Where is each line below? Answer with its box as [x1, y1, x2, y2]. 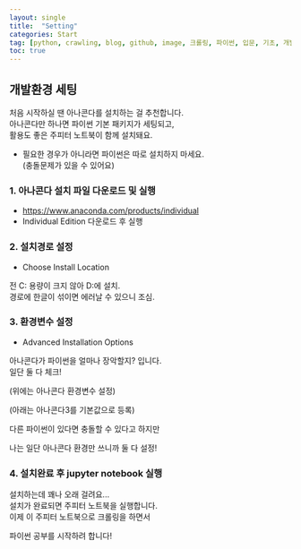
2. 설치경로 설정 [9, 241, 73, 253]
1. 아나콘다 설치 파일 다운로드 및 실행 [9, 184, 157, 197]
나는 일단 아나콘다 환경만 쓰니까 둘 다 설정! [9, 442, 158, 453]
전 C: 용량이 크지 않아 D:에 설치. [9, 279, 121, 291]
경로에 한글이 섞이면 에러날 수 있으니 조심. [9, 291, 155, 302]
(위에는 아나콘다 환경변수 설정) [9, 385, 116, 396]
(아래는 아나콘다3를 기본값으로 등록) [9, 404, 135, 415]
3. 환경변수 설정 [9, 315, 73, 328]
